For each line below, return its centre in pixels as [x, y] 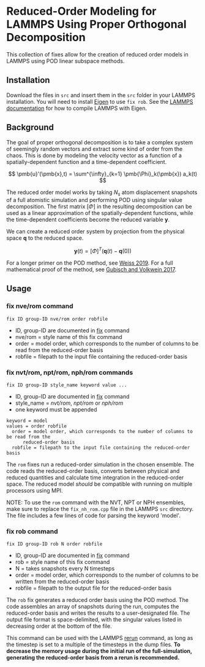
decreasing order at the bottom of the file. [59, 626]
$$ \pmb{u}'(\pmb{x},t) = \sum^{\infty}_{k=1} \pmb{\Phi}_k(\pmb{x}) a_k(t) [103, 174]
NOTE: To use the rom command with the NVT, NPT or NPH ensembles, [96, 502]
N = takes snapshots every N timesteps [65, 569]
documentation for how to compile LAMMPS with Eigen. [77, 108]
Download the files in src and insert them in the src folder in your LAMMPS [101, 95]
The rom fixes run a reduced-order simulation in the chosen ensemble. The [100, 464]
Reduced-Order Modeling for [81, 11]
